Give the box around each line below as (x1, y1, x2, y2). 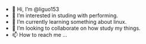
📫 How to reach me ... (11, 32, 67, 38)
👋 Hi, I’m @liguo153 (11, 6, 60, 12)
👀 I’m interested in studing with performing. (11, 12, 118, 19)
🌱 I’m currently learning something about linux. (11, 18, 127, 25)
